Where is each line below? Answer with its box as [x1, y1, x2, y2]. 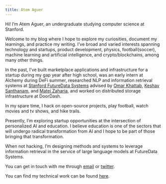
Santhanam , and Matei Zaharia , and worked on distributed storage [5, 88, 141, 93]
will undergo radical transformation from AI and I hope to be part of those [5, 128, 156, 134]
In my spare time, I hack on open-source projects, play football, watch [5, 102, 149, 108]
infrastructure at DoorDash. [5, 93, 61, 99]
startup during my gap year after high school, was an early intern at [5, 72, 143, 78]
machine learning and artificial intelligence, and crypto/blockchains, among [5, 52, 160, 58]
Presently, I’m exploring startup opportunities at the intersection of [5, 117, 141, 123]
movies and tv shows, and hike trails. [5, 108, 81, 114]
